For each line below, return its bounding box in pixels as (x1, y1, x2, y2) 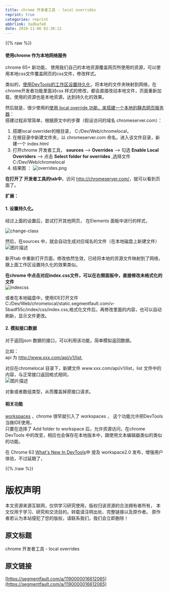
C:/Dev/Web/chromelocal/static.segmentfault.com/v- (5, 300, 115, 306)
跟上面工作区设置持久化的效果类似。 (5, 261, 80, 268)
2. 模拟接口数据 (5, 325, 37, 331)
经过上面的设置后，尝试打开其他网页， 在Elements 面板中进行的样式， (5, 218, 150, 224)
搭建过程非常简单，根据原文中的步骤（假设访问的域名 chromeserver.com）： (5, 117, 162, 124)
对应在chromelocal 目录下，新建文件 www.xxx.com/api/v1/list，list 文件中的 (5, 365, 162, 371)
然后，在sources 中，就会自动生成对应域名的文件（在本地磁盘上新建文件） (5, 238, 160, 244)
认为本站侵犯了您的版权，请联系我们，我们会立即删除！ (14, 515, 129, 521)
